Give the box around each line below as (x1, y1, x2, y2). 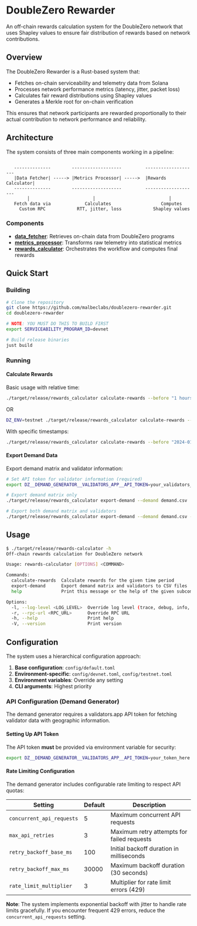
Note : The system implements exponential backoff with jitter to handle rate (6, 900, 186, 907)
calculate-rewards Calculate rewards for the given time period (11, 577, 175, 584)
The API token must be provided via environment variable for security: (6, 743, 176, 751)
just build (6, 342, 33, 348)
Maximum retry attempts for (110, 827, 188, 836)
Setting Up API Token (6, 730, 59, 737)
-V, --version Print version (11, 621, 122, 627)
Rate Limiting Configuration (6, 767, 75, 775)
